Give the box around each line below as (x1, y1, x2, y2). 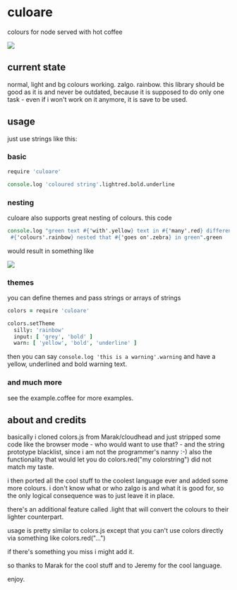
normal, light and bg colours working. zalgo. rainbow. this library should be (7, 80, 224, 88)
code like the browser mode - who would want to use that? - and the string (7, 440, 225, 449)
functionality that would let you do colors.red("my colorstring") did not (7, 455, 212, 464)
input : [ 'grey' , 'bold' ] (13, 333, 93, 340)
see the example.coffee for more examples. (7, 394, 134, 402)
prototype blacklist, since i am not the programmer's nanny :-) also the (7, 448, 213, 456)
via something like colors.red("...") (7, 534, 106, 543)
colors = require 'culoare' (7, 307, 90, 314)
